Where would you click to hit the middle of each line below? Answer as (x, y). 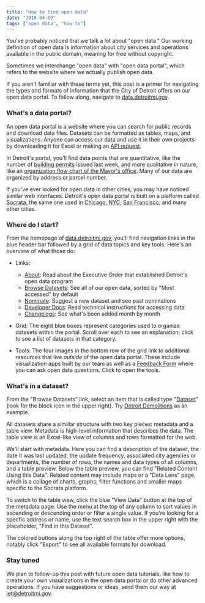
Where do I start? (33, 224)
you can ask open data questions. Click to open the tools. (88, 370)
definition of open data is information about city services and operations (97, 47)
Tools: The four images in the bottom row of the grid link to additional (102, 351)
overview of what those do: (41, 251)
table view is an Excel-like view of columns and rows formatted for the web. (102, 437)
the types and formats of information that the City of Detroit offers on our (99, 91)
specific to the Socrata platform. (47, 488)
